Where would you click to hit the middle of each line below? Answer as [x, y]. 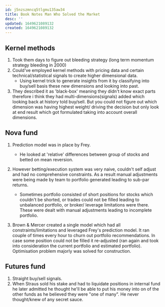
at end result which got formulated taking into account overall [75, 112]
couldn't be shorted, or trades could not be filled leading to [79, 200]
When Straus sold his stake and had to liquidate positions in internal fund [86, 283]
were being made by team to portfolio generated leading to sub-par [81, 179]
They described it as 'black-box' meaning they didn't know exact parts [84, 91]
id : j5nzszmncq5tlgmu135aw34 [35, 10]
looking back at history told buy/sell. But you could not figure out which [84, 102]
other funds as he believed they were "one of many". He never [76, 294]
